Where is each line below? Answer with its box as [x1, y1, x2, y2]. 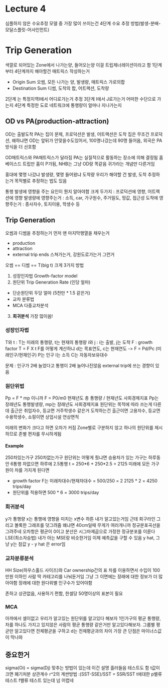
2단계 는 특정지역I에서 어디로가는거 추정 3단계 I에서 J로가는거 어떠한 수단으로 [5, 96, 156, 102]
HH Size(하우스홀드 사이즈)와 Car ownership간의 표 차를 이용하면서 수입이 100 [5, 567, 160, 573]
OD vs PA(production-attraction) [5, 117, 109, 126]
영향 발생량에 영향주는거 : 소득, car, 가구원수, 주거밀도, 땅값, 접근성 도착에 [14, 194, 158, 200]
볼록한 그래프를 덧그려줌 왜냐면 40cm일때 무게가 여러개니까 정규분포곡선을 [14, 522, 160, 528]
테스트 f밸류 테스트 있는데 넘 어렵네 [5, 677, 74, 683]
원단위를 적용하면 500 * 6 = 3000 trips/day [12, 490, 99, 496]
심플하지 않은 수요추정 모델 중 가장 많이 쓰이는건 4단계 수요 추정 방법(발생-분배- [5, 20, 161, 26]
